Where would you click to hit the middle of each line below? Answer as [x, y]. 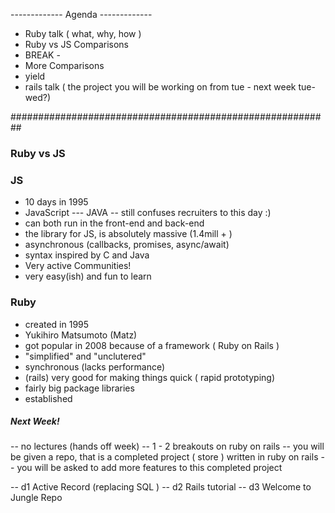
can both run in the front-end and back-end [114, 223]
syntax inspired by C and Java [87, 255]
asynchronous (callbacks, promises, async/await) [127, 245]
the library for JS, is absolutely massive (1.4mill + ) [128, 234]
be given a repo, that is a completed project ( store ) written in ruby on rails [164, 457]
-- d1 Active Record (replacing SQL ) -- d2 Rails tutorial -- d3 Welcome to [161, 487]
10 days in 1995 [56, 202]
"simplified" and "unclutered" [85, 356]
